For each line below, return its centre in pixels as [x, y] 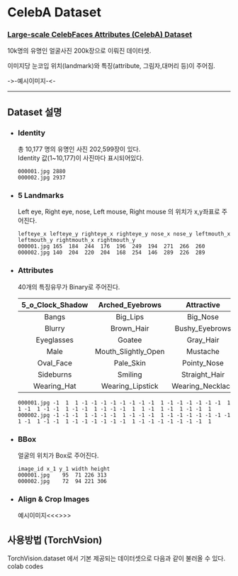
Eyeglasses [55, 340]
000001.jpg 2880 [41, 172]
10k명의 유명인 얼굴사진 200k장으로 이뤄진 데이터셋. [79, 51]
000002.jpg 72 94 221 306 [62, 482]
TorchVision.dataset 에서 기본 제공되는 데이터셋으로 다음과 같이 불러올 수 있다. [117, 558]
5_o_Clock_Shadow [55, 304]
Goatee [130, 340]
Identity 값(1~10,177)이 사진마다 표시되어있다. [80, 158]
